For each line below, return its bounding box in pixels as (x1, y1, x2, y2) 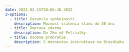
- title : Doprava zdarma (9, 26, 61, 31)
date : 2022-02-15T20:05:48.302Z (5, 7, 72, 12)
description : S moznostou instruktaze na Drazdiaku (14, 40, 124, 45)
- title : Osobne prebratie (9, 35, 66, 40)
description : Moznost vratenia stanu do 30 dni (14, 21, 115, 26)
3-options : (5, 12, 28, 17)
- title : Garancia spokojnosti (9, 16, 75, 21)
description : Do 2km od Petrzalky (14, 30, 86, 35)
